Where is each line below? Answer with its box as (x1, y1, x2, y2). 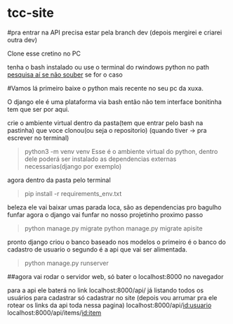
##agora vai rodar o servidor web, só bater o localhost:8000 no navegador (7, 272, 224, 280)
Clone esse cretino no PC (7, 49, 81, 58)
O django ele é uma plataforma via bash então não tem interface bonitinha (7, 97, 222, 106)
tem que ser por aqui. (7, 105, 69, 113)
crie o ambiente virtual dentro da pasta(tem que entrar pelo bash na (7, 118, 204, 127)
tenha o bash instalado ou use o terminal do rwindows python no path (7, 63, 209, 71)
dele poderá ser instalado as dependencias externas (24, 155, 177, 163)
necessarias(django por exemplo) (24, 162, 122, 170)
